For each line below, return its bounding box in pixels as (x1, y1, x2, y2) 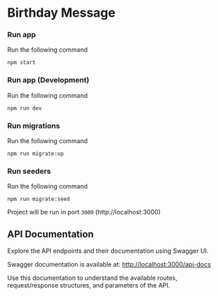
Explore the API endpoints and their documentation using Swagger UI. (7, 246, 209, 256)
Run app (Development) (7, 75, 89, 85)
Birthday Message (7, 5, 116, 21)
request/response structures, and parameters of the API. (7, 281, 170, 290)
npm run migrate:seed (7, 195, 71, 203)
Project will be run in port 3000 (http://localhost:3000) (7, 208, 161, 216)
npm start (7, 59, 36, 66)
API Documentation (7, 228, 94, 240)
